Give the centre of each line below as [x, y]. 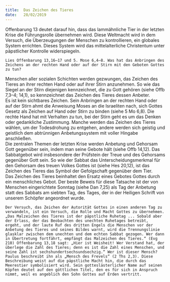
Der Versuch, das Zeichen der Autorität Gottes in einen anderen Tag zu [84, 207]
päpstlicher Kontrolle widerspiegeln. [43, 51]
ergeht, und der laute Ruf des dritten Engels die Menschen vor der [79, 225]
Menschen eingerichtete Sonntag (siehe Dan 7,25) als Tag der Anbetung [81, 187]
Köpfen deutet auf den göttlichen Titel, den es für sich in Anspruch [81, 270]
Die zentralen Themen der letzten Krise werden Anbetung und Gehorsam [82, 144]
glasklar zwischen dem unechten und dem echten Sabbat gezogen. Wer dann [85, 234]
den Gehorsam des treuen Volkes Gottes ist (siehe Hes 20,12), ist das [77, 165]
